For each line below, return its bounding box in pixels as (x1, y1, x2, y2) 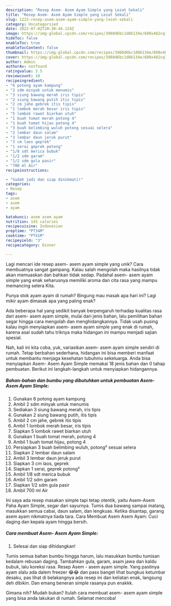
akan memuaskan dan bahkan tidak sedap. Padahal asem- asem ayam (6, 272, 153, 278)
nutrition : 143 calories (6, 219, 58, 224)
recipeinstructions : (6, 168, 50, 173)
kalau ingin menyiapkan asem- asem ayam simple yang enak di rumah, (6, 324, 154, 330)
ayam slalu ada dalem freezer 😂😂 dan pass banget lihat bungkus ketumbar (6, 569, 166, 575)
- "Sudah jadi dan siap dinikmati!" (6, 177, 83, 182)
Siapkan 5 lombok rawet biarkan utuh (13, 428, 91, 434)
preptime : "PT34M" (6, 229, 45, 234)
